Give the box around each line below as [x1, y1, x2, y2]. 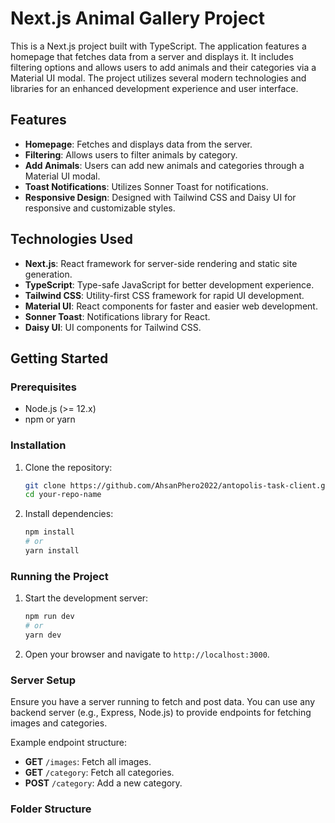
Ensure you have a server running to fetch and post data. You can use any [10, 696, 316, 708]
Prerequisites [10, 380, 77, 394]
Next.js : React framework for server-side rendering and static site [24, 257, 298, 269]
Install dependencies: [24, 508, 114, 520]
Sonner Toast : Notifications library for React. [24, 310, 211, 322]
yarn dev [24, 630, 62, 640]
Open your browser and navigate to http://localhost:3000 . [24, 648, 270, 660]
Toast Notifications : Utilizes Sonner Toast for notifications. [24, 180, 269, 192]
